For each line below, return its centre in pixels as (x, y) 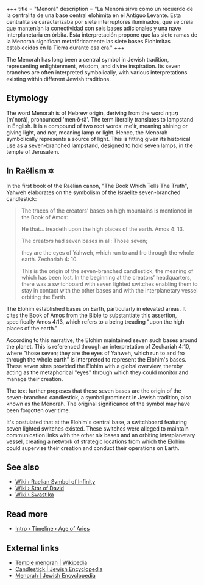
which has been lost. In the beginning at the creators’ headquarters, (106, 277)
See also (23, 467)
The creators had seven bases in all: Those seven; (84, 241)
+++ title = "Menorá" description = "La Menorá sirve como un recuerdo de (100, 9)
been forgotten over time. (38, 410)
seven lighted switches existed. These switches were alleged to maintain (97, 428)
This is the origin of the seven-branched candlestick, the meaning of (107, 271)
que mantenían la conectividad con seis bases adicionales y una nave (94, 28)
